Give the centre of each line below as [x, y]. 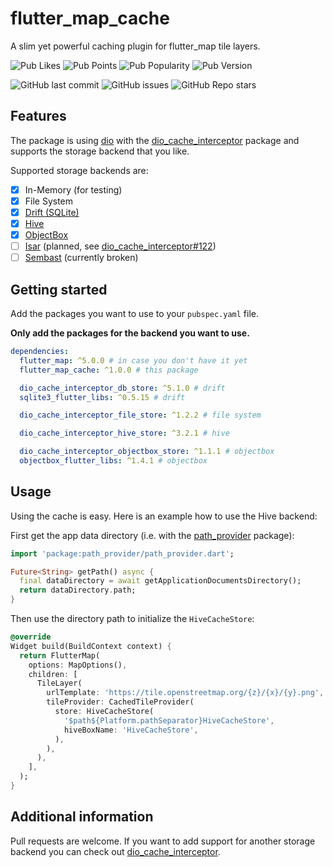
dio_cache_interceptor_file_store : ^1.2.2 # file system [140, 415]
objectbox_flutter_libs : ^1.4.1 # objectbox [113, 461]
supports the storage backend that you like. [100, 151]
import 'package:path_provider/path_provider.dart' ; [122, 553]
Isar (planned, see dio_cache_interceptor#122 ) [120, 246]
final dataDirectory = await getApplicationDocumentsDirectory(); [160, 581]
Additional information [82, 817]
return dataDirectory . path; [78, 590]
